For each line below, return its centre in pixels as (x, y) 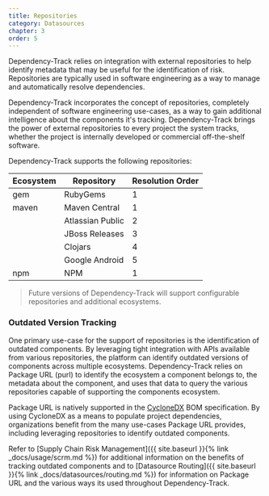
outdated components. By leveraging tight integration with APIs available (129, 348)
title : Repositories (43, 16)
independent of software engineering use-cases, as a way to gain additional (135, 111)
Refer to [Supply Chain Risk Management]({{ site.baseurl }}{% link (118, 448)
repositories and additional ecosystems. (95, 302)
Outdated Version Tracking (63, 323)
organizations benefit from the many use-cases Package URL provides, (127, 424)
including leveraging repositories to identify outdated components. (119, 433)
